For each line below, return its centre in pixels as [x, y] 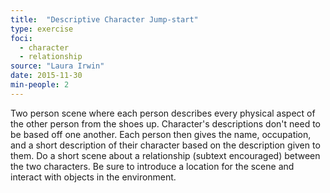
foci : [21, 38]
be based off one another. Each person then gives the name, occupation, [161, 134]
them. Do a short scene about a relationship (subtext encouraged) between [165, 155]
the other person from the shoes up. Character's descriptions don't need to [165, 123]
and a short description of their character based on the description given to [165, 145]
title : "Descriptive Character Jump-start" [104, 19]
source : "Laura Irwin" [57, 66]
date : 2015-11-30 [46, 76]
